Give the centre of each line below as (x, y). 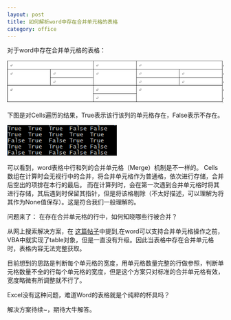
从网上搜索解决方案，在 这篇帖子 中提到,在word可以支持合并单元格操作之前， (115, 231)
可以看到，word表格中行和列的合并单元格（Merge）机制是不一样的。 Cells (113, 168)
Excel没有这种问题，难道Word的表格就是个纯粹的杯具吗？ (89, 295)
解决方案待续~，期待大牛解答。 (52, 310)
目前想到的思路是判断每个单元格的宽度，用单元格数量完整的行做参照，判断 (112, 263)
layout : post (26, 14)
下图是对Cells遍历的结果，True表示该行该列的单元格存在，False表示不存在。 (115, 115)
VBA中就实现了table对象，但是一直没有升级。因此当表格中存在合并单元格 (111, 240)
